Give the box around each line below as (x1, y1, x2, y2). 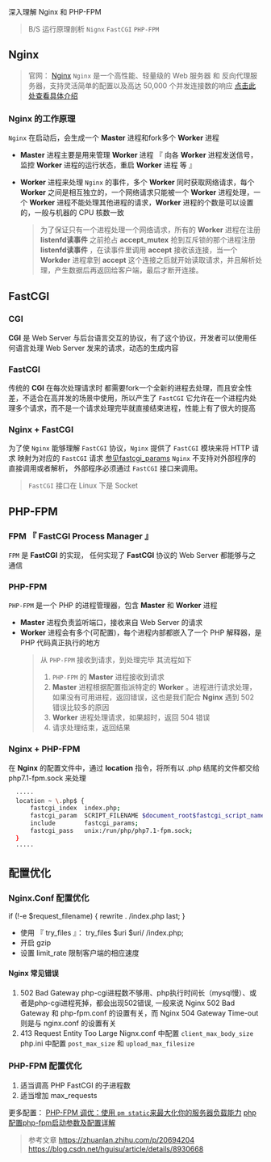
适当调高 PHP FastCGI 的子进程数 (19, 1080, 131, 1090)
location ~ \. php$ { (15, 796, 85, 805)
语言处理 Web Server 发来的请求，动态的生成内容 (15, 343, 179, 353)
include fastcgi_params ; (29, 819, 139, 827)
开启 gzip (19, 938, 52, 948)
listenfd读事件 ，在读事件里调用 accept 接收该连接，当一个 (40, 245, 238, 255)
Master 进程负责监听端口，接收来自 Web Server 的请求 (19, 618, 203, 627)
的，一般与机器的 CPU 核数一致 (19, 208, 125, 218)
